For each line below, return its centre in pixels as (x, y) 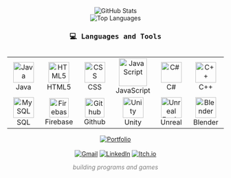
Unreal (171, 122)
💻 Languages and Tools (115, 36)
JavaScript (133, 91)
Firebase (59, 122)
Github (95, 122)
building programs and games (115, 167)
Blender (206, 122)
